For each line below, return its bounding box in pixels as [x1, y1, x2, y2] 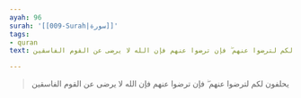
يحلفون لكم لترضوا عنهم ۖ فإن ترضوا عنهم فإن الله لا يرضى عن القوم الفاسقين [31, 78, 289, 89]
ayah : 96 [9, 12, 42, 22]
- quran [9, 37, 39, 47]
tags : [9, 29, 30, 38]
